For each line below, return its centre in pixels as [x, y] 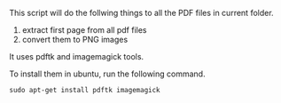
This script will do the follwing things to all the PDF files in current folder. [141, 13]
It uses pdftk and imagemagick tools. [77, 56]
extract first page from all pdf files [84, 30]
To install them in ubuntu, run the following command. [107, 74]
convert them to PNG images [75, 40]
